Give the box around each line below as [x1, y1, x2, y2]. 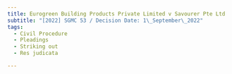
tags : [7, 23, 23, 30]
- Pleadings [13, 37, 49, 44]
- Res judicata [13, 50, 59, 57]
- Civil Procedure [13, 30, 68, 37]
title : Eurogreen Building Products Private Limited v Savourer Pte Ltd [7, 10, 226, 18]
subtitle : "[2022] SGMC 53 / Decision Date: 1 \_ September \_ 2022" [7, 17, 203, 24]
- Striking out [13, 43, 59, 50]
